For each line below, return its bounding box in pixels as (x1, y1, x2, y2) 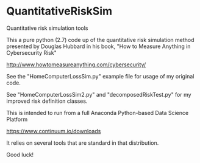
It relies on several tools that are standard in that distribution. (6, 139, 159, 147)
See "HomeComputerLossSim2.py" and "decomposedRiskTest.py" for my (6, 91, 191, 98)
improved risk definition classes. (6, 97, 88, 105)
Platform (6, 116, 28, 123)
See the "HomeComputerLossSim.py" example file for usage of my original (6, 72, 195, 80)
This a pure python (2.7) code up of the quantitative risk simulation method (6, 36, 195, 43)
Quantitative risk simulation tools (6, 24, 88, 32)
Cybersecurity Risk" (6, 49, 57, 56)
